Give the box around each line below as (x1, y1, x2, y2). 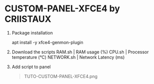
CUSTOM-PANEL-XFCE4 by (4, 3, 120, 14)
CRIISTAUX (4, 13, 51, 25)
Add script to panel (11, 64, 51, 70)
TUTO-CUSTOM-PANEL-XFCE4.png (24, 73, 98, 79)
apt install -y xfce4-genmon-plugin (11, 39, 83, 45)
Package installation (11, 30, 53, 36)
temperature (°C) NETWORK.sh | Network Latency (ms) (11, 54, 125, 60)
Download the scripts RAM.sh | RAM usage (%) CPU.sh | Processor (11, 49, 149, 55)
